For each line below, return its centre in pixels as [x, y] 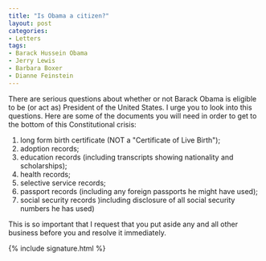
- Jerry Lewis [32, 61]
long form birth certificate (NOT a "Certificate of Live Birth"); [120, 140]
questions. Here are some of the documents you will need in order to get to [133, 116]
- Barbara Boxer [35, 68]
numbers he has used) [57, 208]
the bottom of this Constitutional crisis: [72, 124]
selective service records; [63, 183]
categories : [28, 31]
